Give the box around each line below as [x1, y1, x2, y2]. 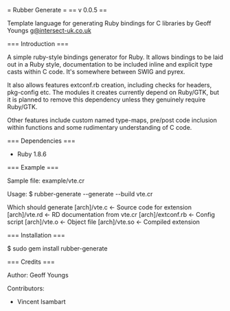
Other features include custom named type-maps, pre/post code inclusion [7, 116, 218, 124]
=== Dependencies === [7, 137, 76, 145]
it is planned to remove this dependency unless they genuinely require [7, 95, 206, 104]
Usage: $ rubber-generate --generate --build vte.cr [7, 190, 153, 198]
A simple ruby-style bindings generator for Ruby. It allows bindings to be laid [7, 53, 223, 61]
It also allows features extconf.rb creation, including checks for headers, [7, 81, 212, 89]
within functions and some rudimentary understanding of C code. [7, 124, 192, 131]
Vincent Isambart [16, 298, 66, 306]
